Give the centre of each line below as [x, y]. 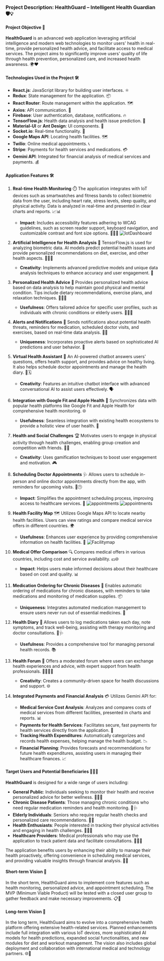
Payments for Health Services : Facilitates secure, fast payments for [88, 725]
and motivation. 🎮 [38, 463]
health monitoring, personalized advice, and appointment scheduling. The [80, 888]
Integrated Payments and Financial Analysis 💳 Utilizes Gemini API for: [84, 696]
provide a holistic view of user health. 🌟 [59, 426]
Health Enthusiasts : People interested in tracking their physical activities [86, 825]
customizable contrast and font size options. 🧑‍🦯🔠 [69, 233]
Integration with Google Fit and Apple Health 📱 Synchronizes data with [84, 400]
